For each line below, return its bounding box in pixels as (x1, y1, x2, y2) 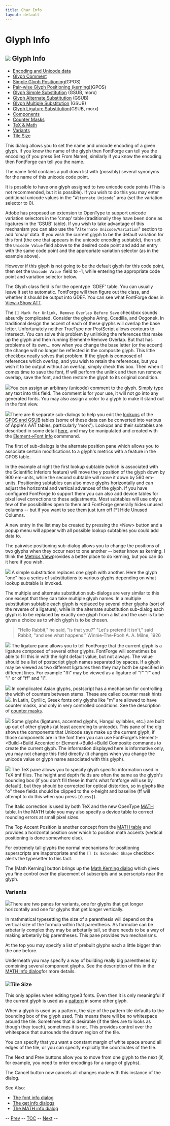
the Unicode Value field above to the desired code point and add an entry (5, 242, 158, 248)
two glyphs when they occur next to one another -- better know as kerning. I (5, 548, 165, 554)
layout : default (5, 12, 40, 17)
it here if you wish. (5, 558, 44, 565)
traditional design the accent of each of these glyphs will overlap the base (5, 320, 160, 326)
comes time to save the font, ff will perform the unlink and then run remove (5, 369, 162, 375)
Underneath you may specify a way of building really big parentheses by (5, 957, 157, 963)
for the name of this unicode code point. (5, 174, 90, 180)
